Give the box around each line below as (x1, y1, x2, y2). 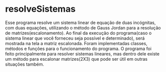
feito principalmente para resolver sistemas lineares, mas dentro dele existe (5, 50, 160, 57)
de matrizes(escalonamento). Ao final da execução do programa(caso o (5, 30, 152, 36)
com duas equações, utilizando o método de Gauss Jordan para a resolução (5, 24, 161, 30)
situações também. (5, 61, 45, 67)
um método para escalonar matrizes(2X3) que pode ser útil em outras (5, 56, 148, 62)
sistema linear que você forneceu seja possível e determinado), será (5, 35, 145, 41)
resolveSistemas (5, 3, 76, 15)
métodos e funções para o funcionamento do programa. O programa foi (5, 46, 152, 51)
